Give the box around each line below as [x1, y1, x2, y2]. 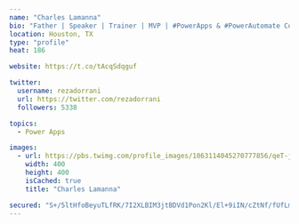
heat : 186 [9, 46, 46, 55]
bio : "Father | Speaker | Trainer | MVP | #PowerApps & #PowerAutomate [9, 21, 280, 30]
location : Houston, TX [9, 29, 93, 38]
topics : [9, 119, 38, 128]
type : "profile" [9, 37, 69, 47]
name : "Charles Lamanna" [9, 12, 101, 22]
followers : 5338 [17, 103, 77, 112]
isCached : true [25, 176, 82, 185]
